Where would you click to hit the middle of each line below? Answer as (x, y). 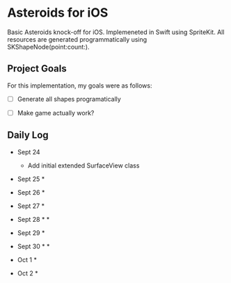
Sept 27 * (31, 206)
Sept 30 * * (33, 246)
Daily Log (28, 135)
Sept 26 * (31, 192)
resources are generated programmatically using (77, 39)
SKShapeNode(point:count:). (48, 47)
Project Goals (37, 68)
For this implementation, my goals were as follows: (80, 86)
